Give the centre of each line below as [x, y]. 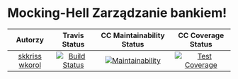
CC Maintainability [133, 35]
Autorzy [30, 39]
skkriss [30, 56]
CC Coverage [201, 35]
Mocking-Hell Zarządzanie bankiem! [117, 13]
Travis [73, 35]
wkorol [30, 65]
